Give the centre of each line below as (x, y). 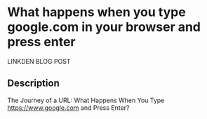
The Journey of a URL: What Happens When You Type (86, 100)
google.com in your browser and (104, 27)
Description (33, 84)
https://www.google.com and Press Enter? (68, 107)
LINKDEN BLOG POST (39, 61)
